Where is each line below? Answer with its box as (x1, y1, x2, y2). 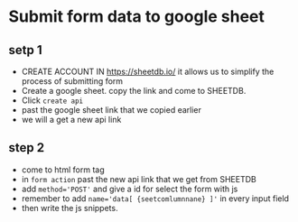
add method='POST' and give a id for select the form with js (21, 183, 238, 194)
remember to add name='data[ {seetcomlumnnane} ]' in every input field (21, 192, 290, 204)
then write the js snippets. (21, 202, 118, 213)
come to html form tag (21, 164, 105, 175)
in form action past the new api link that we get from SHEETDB (21, 173, 256, 184)
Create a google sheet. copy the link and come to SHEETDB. (21, 86, 247, 96)
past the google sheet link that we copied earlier (21, 105, 202, 115)
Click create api (21, 95, 84, 106)
